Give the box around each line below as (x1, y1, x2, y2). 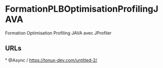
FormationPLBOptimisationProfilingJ (5, 3, 159, 15)
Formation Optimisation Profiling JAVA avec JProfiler (5, 30, 112, 36)
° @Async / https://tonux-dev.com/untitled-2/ (5, 57, 98, 63)
